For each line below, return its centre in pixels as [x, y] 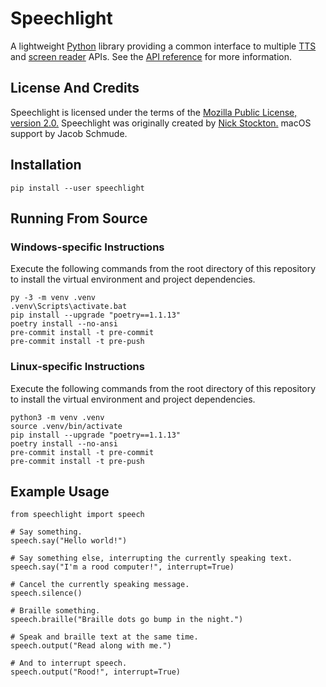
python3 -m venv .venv [57, 417]
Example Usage [60, 491]
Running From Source [79, 218]
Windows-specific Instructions [87, 247]
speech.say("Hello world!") [69, 541]
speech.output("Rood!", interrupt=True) [96, 672]
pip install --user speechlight [77, 188]
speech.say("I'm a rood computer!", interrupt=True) [122, 567]
